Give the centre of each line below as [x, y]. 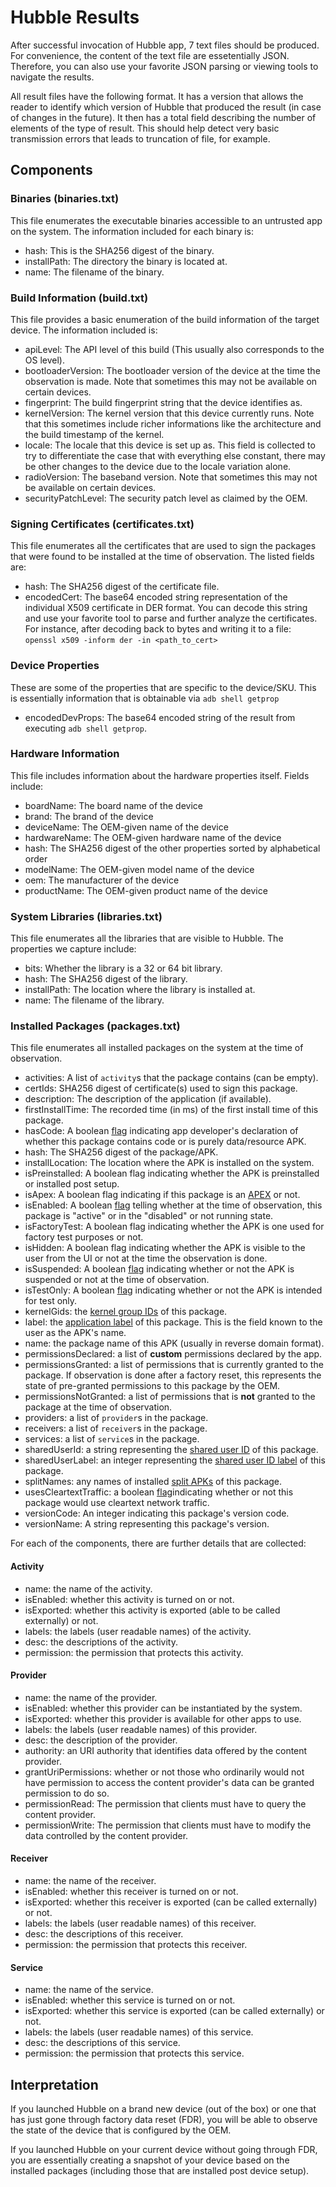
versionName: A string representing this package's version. [147, 1524]
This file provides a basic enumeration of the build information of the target [165, 319]
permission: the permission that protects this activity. [134, 1652]
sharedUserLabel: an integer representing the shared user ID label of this [175, 1460]
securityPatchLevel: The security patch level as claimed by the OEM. [166, 498]
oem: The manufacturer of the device [102, 880]
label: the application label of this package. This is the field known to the [173, 1322]
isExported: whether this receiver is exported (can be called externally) [171, 1902]
